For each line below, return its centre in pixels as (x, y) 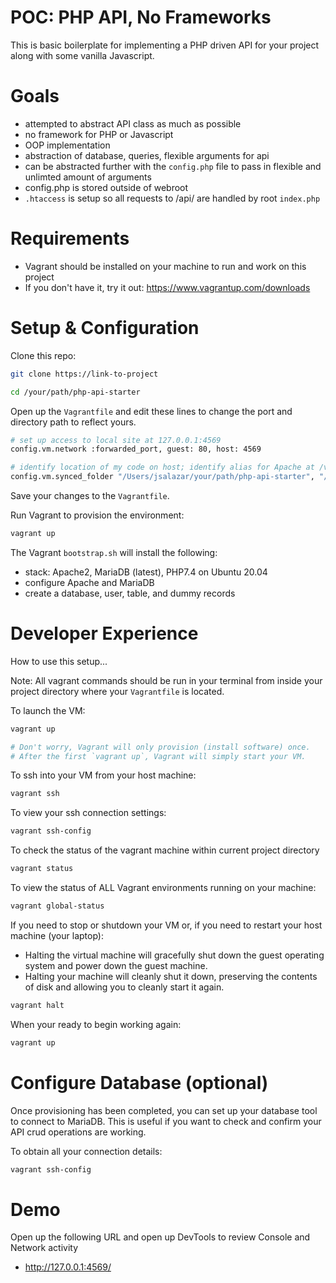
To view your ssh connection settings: (88, 813)
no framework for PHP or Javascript (99, 134)
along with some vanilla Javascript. (82, 55)
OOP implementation (67, 145)
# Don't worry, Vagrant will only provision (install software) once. (160, 747)
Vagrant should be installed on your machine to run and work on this (165, 266)
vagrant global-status (57, 906)
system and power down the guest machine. (116, 965)
